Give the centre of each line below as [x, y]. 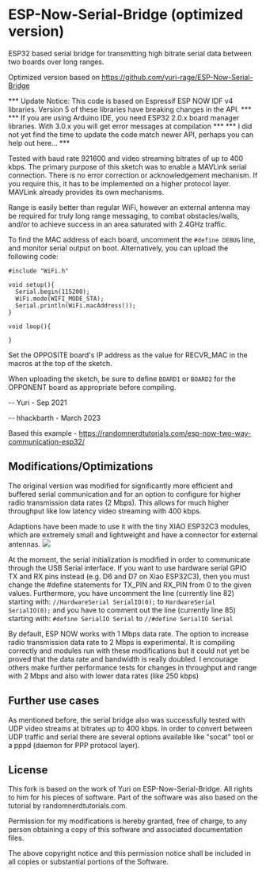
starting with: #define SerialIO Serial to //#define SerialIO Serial [121, 618]
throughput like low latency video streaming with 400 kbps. [105, 511]
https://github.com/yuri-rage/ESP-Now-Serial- [177, 77]
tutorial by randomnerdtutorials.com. [68, 806]
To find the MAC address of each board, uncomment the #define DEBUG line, [132, 239]
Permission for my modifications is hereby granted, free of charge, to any [128, 821]
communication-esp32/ [47, 441]
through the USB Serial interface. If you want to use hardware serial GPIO [128, 567]
